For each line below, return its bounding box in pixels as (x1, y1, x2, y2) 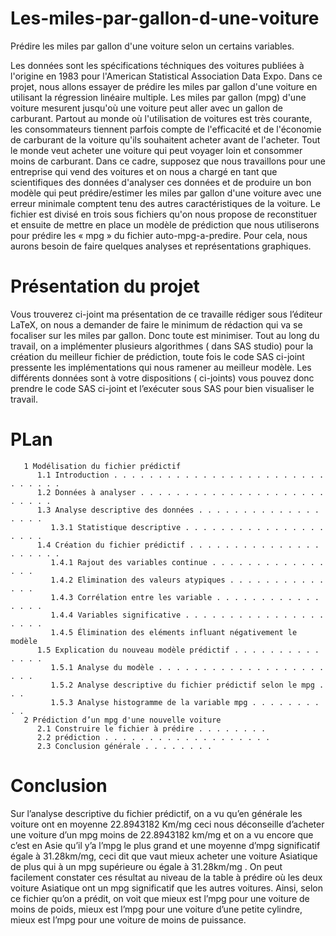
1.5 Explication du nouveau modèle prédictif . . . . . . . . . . (36, 645, 320, 655)
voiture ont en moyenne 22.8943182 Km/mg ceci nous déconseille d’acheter (10, 818, 325, 830)
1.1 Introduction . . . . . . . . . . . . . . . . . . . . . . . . (36, 470, 325, 480)
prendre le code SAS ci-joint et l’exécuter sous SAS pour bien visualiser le (10, 382, 315, 394)
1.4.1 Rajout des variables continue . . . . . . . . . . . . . (50, 557, 325, 567)
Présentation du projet (10, 275, 200, 298)
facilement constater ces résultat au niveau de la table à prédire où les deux (10, 871, 323, 883)
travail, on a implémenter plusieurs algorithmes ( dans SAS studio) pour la (10, 340, 314, 352)
